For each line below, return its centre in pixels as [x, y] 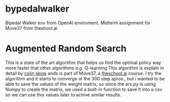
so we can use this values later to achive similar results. [63, 94]
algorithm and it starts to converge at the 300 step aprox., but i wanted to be [85, 78]
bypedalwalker [37, 9]
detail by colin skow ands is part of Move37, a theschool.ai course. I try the [83, 73]
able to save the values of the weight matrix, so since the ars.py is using [81, 84]
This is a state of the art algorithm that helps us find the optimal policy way [83, 62]
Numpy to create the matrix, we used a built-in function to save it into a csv [84, 89]
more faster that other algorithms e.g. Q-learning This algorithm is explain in [84, 68]
